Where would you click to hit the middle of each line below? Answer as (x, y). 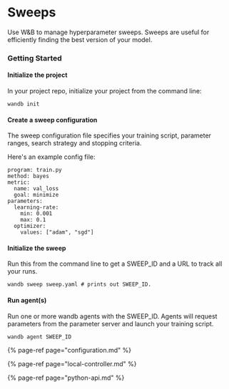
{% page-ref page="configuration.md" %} (70, 350)
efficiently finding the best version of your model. (80, 39)
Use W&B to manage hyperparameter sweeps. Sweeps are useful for (108, 32)
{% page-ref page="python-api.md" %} (66, 378)
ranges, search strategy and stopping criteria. (75, 143)
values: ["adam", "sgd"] (57, 232)
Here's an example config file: (51, 157)
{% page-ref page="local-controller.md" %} (72, 363)
